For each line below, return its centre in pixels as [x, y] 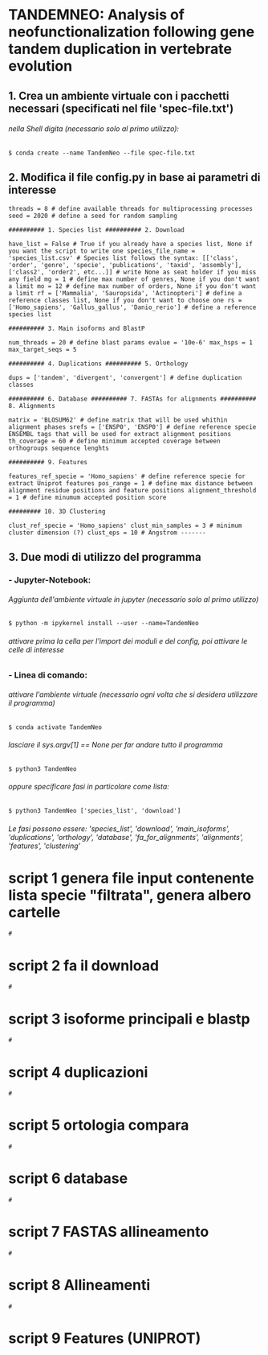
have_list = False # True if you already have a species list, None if [130, 244]
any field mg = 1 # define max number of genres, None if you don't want [134, 279]
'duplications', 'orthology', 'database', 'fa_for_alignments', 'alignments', [126, 837]
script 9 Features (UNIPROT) [105, 1339]
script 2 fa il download [83, 965]
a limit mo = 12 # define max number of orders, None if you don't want [132, 286]
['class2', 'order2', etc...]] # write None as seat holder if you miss [132, 272]
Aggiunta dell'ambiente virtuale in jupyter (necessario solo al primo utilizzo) [134, 599]
